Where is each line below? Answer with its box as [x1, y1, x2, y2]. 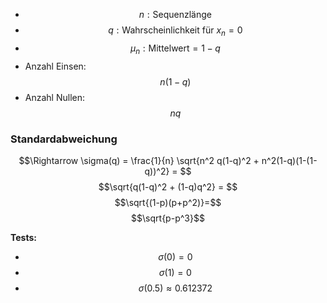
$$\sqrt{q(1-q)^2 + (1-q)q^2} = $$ [98, 180, 238, 193]
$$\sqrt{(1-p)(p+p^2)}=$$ [114, 196, 222, 208]
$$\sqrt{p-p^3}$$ [131, 212, 205, 224]
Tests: [10, 231, 37, 243]
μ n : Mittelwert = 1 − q [130, 42, 221, 56]
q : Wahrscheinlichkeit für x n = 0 [108, 24, 243, 38]
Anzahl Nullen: [24, 91, 86, 103]
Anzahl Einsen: [24, 60, 87, 72]
